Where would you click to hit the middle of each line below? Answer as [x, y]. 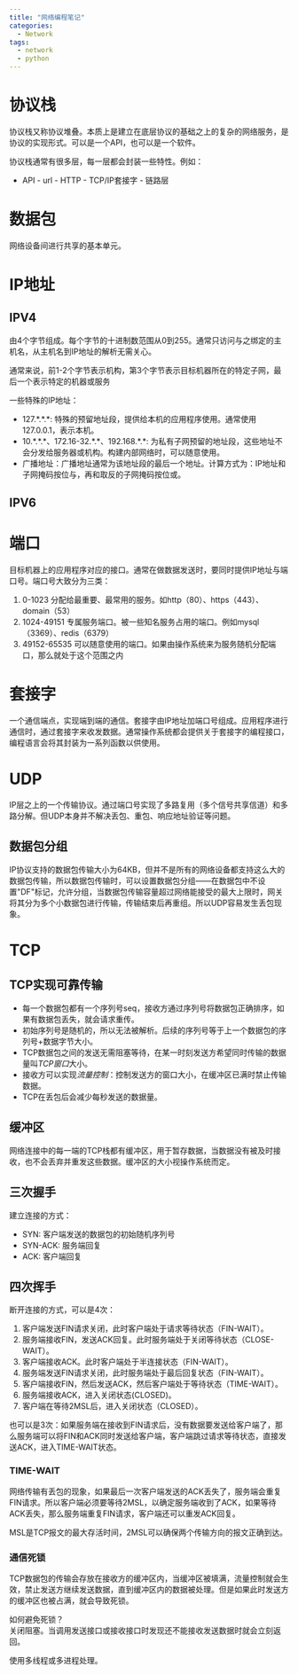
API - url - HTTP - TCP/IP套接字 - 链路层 [95, 180]
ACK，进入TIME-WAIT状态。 [69, 1447]
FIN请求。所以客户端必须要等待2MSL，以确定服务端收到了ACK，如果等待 [143, 1502]
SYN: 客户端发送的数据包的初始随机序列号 [98, 1234]
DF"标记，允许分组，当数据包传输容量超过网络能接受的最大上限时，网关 [152, 891]
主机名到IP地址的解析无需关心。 [98, 351]
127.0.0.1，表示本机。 [60, 430]
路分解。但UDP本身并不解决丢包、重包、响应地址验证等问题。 [122, 816]
